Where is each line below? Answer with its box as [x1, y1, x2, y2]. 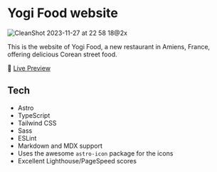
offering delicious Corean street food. [7, 50, 117, 59]
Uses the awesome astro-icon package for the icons [17, 148, 174, 158]
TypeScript [17, 111, 51, 119]
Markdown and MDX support [17, 141, 103, 150]
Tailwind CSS [17, 118, 57, 127]
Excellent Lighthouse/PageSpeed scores [17, 156, 137, 165]
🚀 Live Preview [7, 64, 51, 72]
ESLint [17, 133, 37, 142]
